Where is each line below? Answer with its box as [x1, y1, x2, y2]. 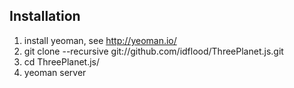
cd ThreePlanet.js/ [23, 55, 101, 68]
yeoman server [23, 66, 87, 78]
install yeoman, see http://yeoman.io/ [23, 34, 177, 46]
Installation [9, 8, 81, 25]
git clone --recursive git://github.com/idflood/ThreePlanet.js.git [23, 45, 284, 57]
